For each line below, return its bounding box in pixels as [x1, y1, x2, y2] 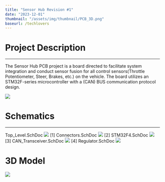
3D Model [5, 155, 46, 167]
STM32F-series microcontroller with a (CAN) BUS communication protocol [5, 79, 156, 85]
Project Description [5, 42, 86, 53]
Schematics [5, 110, 55, 122]
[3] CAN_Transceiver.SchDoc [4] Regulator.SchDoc [5, 138, 115, 144]
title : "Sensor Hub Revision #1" [5, 7, 74, 12]
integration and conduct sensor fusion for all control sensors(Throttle [5, 69, 145, 74]
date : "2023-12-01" [5, 12, 45, 17]
